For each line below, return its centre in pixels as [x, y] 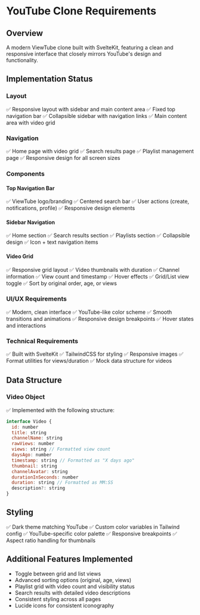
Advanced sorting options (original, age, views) [73, 580]
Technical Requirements [42, 341]
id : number [25, 427]
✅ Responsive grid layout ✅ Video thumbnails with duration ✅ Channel [93, 269]
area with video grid [31, 122]
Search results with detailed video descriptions [73, 593]
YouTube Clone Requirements [81, 11]
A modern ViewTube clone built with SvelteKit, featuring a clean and [90, 47]
